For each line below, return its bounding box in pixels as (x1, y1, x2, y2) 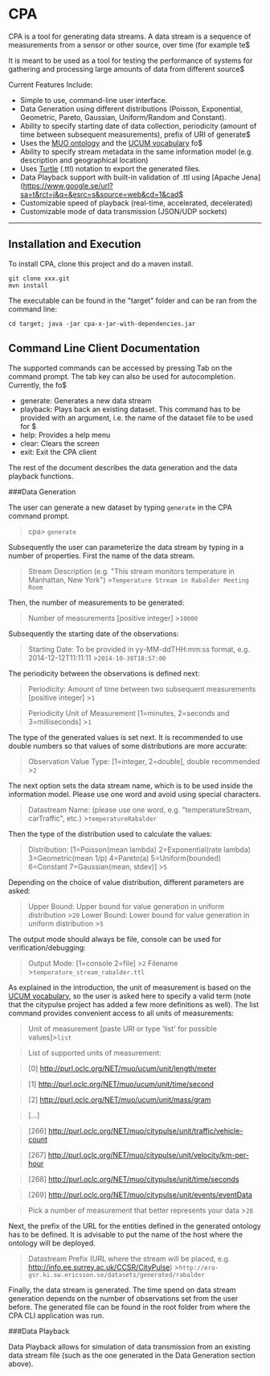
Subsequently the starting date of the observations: (8, 629, 179, 638)
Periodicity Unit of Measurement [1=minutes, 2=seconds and (27, 708, 230, 717)
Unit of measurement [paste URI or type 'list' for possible (27, 1023, 217, 1033)
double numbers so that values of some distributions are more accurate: (8, 741, 247, 750)
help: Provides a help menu (19, 430, 111, 440)
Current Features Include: (8, 80, 93, 89)
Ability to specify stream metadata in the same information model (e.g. (19, 147, 253, 156)
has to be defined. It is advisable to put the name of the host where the (8, 1229, 243, 1239)
